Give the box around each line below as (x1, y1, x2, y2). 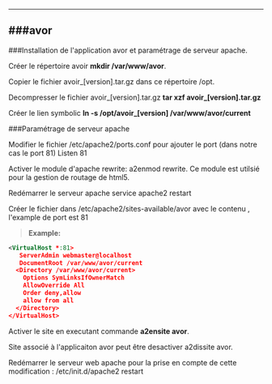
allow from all (23, 297, 74, 305)
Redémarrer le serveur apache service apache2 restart (8, 188, 192, 198)
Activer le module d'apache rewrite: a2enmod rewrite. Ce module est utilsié (8, 164, 261, 173)
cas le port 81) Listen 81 (8, 147, 87, 158)
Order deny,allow (23, 289, 82, 297)
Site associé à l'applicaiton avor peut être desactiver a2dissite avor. (8, 342, 233, 352)
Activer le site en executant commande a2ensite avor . (8, 326, 190, 336)
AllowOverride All (23, 281, 85, 290)
